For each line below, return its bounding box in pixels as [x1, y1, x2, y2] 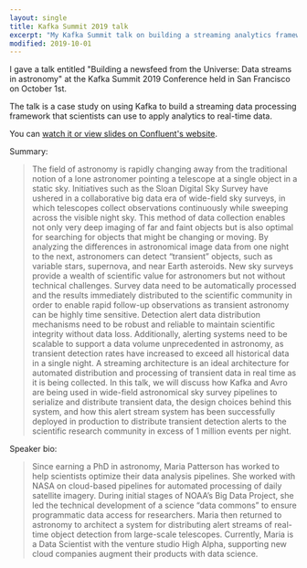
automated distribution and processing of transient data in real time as [31, 367, 297, 379]
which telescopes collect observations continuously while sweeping [31, 203, 289, 214]
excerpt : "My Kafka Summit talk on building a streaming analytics [9, 30, 272, 39]
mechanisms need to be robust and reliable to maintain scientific [31, 319, 276, 330]
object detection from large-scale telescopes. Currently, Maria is [50, 529, 294, 540]
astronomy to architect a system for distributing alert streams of [31, 520, 272, 531]
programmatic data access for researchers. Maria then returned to [31, 510, 282, 521]
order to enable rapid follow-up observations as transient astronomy [31, 300, 290, 310]
